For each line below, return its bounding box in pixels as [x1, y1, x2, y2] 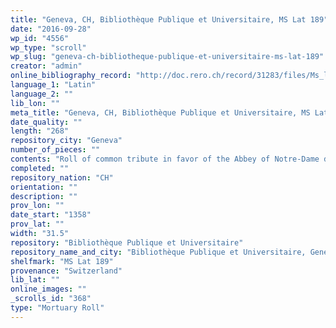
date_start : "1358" [10, 210, 92, 220]
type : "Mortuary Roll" [10, 303, 105, 313]
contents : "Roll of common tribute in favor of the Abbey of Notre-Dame [10, 154, 320, 164]
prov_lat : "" [10, 219, 65, 230]
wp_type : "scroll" [10, 42, 87, 53]
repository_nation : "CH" [10, 172, 114, 183]
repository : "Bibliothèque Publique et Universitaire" [10, 237, 244, 248]
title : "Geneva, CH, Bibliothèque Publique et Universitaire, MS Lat [10, 14, 307, 25]
